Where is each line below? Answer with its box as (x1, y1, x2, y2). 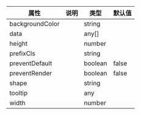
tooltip (9, 89, 28, 97)
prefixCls (9, 49, 35, 57)
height (9, 40, 28, 47)
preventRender (9, 69, 52, 77)
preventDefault (9, 59, 52, 68)
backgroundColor (9, 19, 60, 28)
